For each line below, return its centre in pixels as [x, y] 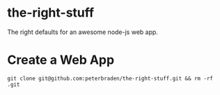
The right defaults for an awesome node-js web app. [83, 32]
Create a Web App [61, 60]
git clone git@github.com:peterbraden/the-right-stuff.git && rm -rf [110, 78]
